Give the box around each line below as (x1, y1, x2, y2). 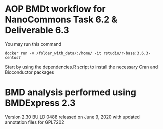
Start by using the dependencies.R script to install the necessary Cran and (5, 64, 158, 70)
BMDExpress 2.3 (5, 97, 76, 109)
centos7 (5, 55, 21, 60)
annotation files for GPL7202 (5, 119, 64, 125)
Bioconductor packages (5, 69, 54, 75)
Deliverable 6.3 (5, 25, 69, 36)
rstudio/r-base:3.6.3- (103, 51, 151, 56)
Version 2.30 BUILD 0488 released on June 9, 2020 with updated (5, 114, 140, 120)
